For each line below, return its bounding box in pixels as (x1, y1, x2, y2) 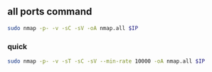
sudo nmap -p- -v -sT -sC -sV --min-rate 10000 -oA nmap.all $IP (7, 57, 205, 65)
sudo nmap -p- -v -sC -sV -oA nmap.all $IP (7, 24, 139, 31)
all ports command (7, 6, 92, 18)
